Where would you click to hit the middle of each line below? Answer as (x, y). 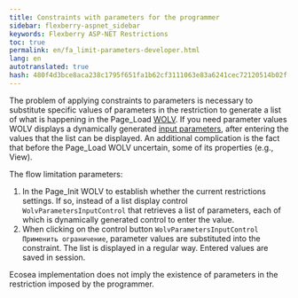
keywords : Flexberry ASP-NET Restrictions (89, 34)
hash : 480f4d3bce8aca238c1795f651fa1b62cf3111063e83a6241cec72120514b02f (149, 75)
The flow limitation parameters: (66, 174)
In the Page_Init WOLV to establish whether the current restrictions (144, 191)
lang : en (25, 59)
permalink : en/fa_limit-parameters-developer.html (105, 51)
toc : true (27, 42)
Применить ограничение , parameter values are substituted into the (141, 238)
